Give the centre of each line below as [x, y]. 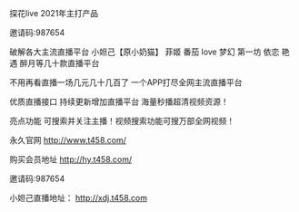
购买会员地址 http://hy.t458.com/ [71, 159]
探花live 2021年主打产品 [54, 13]
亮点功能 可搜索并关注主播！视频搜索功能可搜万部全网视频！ [122, 121]
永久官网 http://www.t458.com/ [68, 140]
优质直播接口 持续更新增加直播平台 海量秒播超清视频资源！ [119, 101]
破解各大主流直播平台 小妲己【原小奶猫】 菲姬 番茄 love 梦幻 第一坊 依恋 [145, 52]
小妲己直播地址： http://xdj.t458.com [79, 198]
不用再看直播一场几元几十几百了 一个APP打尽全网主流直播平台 [126, 82]
